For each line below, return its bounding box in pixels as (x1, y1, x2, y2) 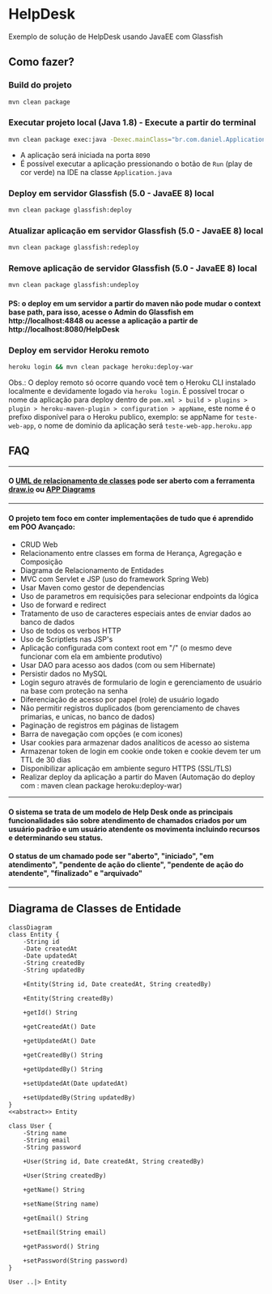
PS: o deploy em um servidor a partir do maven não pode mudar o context (8, 298, 261, 308)
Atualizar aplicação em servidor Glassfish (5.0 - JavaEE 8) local (8, 224, 264, 236)
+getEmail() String (23, 1214, 89, 1222)
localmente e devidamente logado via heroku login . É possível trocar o (8, 386, 245, 395)
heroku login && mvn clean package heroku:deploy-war (8, 363, 194, 371)
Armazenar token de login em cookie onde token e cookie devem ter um (19, 746, 261, 756)
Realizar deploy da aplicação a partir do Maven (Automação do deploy (19, 772, 256, 782)
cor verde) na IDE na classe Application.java (19, 167, 172, 177)
